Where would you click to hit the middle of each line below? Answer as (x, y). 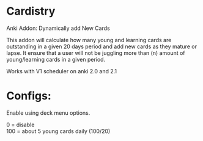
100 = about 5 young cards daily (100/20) (58, 131)
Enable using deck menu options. (48, 113)
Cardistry (31, 11)
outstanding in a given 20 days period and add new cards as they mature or (102, 46)
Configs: (29, 96)
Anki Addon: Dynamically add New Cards (58, 28)
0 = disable (20, 125)
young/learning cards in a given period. (56, 59)
